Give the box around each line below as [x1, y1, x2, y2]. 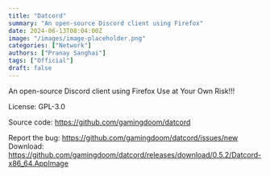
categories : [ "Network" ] [8, 42, 92, 50]
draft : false [8, 64, 52, 72]
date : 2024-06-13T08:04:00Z [8, 27, 103, 35]
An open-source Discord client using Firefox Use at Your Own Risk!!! [8, 86, 235, 96]
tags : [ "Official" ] [8, 57, 74, 65]
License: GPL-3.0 [8, 101, 66, 111]
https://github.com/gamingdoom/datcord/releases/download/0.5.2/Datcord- [8, 149, 262, 159]
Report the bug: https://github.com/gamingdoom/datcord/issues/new [8, 133, 239, 142]
